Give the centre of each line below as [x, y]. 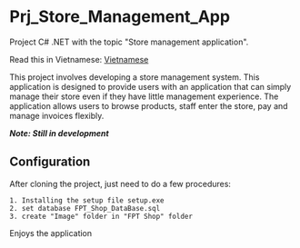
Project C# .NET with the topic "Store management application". [129, 42]
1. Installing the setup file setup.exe [87, 200]
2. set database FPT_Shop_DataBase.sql [85, 208]
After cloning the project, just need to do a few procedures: [120, 184]
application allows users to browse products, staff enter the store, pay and [149, 105]
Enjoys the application [51, 233]
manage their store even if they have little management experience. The [144, 96]
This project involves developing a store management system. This [135, 77]
